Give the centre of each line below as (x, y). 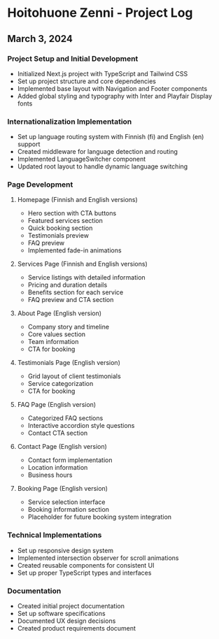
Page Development (40, 185)
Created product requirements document (77, 629)
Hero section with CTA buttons (72, 213)
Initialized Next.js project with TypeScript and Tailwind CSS (103, 73)
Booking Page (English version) (63, 489)
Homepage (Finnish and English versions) (77, 200)
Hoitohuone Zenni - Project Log (100, 13)
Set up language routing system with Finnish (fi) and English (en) (111, 137)
